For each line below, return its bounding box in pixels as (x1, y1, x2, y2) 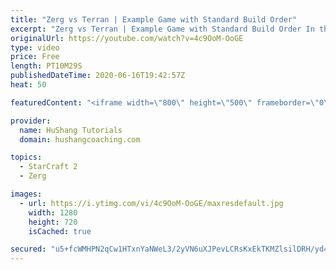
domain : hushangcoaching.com (19, 134, 141, 145)
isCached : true (28, 226, 92, 236)
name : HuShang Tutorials (19, 125, 123, 135)
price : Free (10, 52, 60, 62)
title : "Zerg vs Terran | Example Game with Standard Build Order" (10, 14, 298, 25)
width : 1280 (28, 207, 78, 218)
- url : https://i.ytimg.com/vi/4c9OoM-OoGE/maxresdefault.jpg (19, 198, 284, 208)
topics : (10, 152, 43, 163)
